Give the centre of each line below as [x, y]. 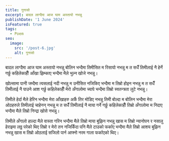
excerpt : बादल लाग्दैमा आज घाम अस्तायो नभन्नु [44, 15]
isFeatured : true [24, 24]
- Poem [17, 34]
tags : [11, 29]
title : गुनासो [18, 10]
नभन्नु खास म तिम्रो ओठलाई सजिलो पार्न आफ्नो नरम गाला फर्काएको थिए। [62, 132]
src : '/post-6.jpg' [35, 48]
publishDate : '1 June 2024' [35, 19]
